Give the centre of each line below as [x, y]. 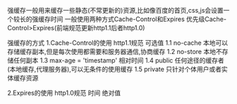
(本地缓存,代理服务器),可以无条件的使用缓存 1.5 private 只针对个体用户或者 [115, 69]
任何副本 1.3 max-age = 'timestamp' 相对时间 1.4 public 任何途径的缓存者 [119, 60]
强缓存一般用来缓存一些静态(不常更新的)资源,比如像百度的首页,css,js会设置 [115, 10]
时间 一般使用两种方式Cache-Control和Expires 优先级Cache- [139, 19]
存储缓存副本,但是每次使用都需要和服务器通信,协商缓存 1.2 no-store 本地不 [115, 52]
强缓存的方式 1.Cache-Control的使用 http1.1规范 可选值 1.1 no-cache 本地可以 [118, 43]
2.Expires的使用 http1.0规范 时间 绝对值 [64, 93]
